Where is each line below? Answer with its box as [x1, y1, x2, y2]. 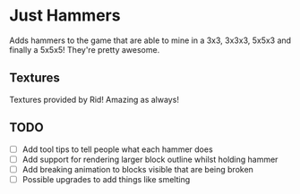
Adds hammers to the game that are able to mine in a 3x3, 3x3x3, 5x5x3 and [9, 35, 292, 46]
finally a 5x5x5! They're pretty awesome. [9, 44, 160, 55]
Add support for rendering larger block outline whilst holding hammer [21, 154, 279, 164]
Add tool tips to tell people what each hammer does [21, 144, 213, 155]
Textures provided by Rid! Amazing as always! [9, 94, 179, 105]
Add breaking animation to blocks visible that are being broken [21, 164, 253, 174]
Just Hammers [9, 5, 121, 26]
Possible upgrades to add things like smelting [21, 173, 191, 184]
